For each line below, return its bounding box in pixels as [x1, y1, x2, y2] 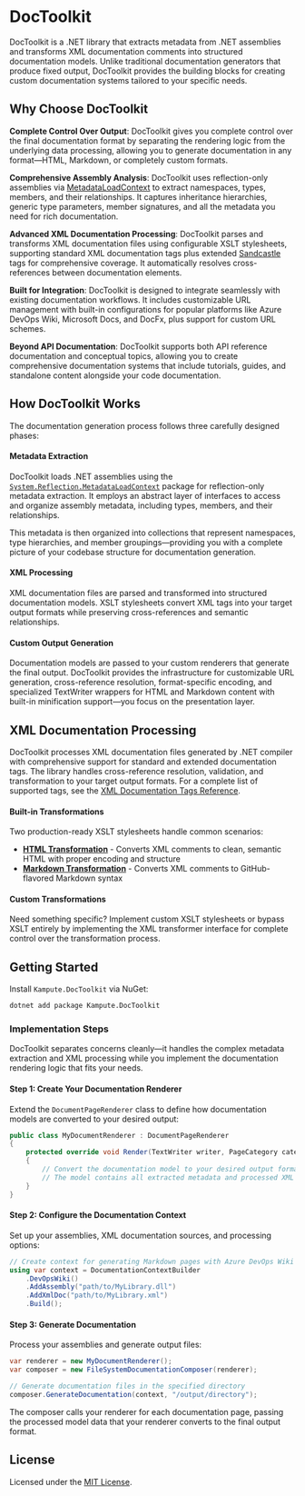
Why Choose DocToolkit [9, 102, 148, 117]
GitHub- [240, 863, 271, 874]
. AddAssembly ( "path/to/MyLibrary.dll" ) [25, 1282, 177, 1292]
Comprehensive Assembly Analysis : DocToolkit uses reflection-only [9, 172, 269, 183]
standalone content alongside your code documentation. [9, 370, 221, 381]
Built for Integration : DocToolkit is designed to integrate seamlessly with [9, 284, 281, 295]
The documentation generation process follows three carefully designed [9, 420, 280, 431]
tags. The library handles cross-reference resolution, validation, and [9, 765, 264, 776]
